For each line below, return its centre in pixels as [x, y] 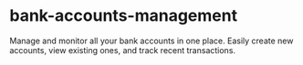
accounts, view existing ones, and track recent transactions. [122, 50]
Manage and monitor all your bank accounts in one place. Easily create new [151, 41]
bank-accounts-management [124, 16]
